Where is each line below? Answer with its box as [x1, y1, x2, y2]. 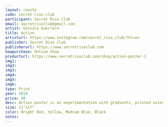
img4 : [5, 72, 16, 77]
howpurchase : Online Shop [5, 49, 59, 54]
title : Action [5, 30, 35, 35]
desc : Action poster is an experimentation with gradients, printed [5, 100, 151, 105]
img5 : [5, 77, 16, 82]
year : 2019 [5, 91, 28, 96]
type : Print [5, 86, 30, 91]
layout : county [5, 7, 37, 12]
